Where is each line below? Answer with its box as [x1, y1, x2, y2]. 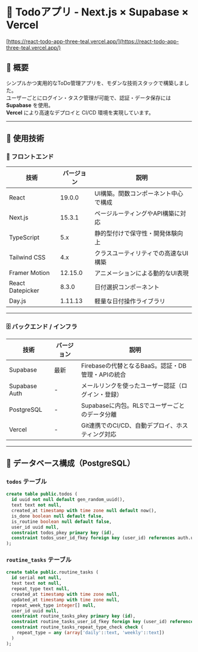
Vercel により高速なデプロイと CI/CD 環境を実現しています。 [6, 109, 154, 116]
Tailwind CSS [9, 253, 46, 261]
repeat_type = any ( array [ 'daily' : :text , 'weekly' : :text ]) [16, 630, 165, 636]
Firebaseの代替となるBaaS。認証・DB [81, 361, 187, 369]
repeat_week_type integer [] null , [11, 602, 96, 608]
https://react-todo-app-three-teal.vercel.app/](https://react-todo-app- [8, 38, 179, 45]
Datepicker [9, 287, 39, 295]
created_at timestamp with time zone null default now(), [11, 508, 157, 514]
